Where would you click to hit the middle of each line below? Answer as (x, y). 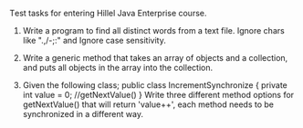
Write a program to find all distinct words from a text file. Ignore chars (153, 30)
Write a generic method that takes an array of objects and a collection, (155, 58)
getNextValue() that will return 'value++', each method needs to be (148, 104)
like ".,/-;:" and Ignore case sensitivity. (94, 40)
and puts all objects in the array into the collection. (117, 68)
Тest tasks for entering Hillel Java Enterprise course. (108, 13)
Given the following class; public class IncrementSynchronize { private (155, 85)
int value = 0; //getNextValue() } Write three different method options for (158, 95)
